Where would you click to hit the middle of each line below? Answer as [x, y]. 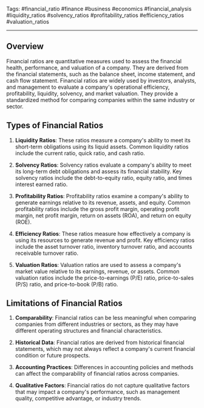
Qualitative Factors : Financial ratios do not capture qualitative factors [102, 386]
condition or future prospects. [53, 356]
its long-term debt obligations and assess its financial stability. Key [98, 171]
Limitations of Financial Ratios [64, 303]
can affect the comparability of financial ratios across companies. [97, 374]
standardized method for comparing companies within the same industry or [101, 100]
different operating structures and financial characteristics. [89, 331]
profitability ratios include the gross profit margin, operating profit [97, 209]
